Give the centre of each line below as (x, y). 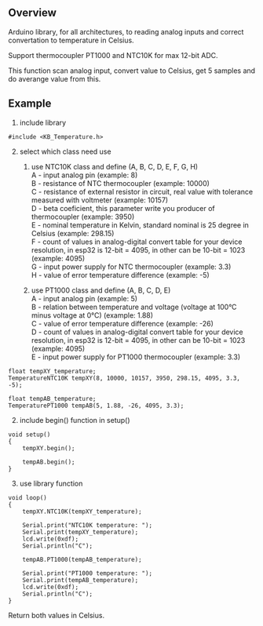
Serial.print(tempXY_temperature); (80, 532)
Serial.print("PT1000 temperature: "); (88, 573)
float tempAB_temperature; (52, 399)
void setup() (29, 435)
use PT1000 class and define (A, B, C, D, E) (101, 290)
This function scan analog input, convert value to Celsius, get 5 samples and (132, 71)
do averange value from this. (55, 78)
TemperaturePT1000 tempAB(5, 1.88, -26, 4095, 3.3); (96, 406)
